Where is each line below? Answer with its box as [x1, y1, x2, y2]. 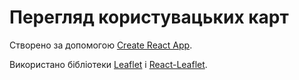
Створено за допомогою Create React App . [9, 39, 193, 51]
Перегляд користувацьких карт [9, 6, 289, 29]
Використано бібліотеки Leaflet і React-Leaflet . [9, 58, 208, 70]
